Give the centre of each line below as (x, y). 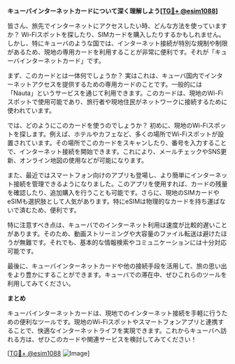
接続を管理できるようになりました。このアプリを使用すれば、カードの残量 (120, 184)
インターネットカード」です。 (62, 61)
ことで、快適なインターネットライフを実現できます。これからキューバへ (117, 330)
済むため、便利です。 (50, 210)
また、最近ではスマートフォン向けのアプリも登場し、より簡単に (99, 175)
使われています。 (31, 110)
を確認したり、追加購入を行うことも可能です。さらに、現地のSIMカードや (114, 192)
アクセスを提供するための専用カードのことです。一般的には (117, 84)
